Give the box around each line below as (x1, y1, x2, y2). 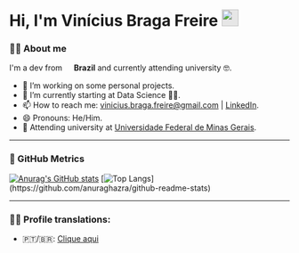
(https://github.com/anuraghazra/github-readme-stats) (9, 183, 211, 193)
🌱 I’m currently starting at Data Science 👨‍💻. (21, 90, 181, 101)
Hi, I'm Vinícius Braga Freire (9, 11, 219, 31)
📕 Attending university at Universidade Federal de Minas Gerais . (21, 122, 257, 133)
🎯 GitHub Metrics (9, 152, 85, 165)
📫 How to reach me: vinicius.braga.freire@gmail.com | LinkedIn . (21, 100, 260, 110)
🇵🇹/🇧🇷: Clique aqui (21, 233, 100, 244)
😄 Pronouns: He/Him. (21, 112, 102, 124)
